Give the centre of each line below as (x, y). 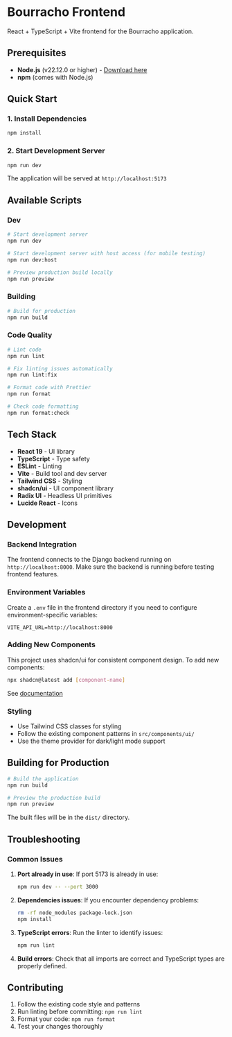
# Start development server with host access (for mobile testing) (107, 253)
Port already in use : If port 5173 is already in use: (88, 874)
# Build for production (42, 311)
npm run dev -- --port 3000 (57, 887)
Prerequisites (37, 53)
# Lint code (24, 350)
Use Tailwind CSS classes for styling (69, 726)
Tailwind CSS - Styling (50, 481)
